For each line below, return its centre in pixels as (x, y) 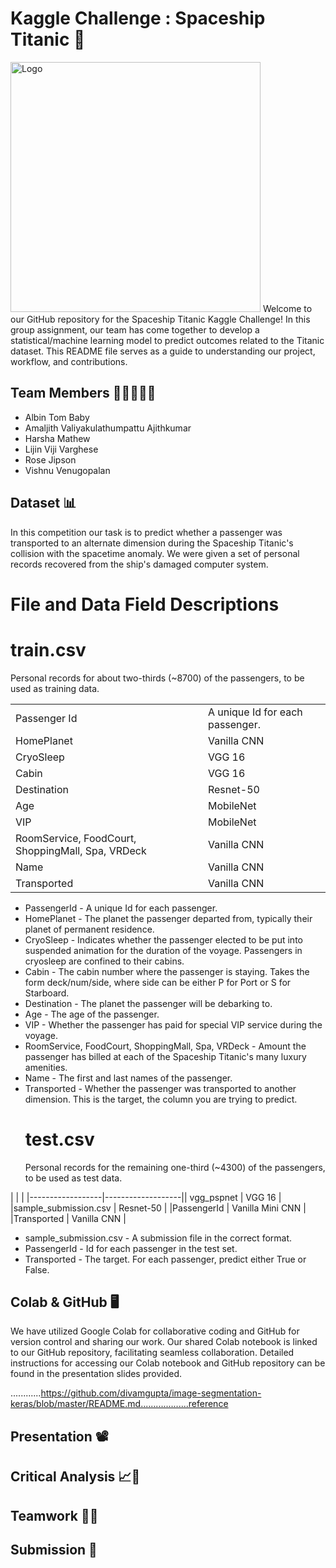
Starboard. (47, 993)
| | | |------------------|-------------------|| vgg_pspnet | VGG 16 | (146, 1197)
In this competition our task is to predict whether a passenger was (146, 532)
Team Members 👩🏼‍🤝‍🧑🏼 (83, 393)
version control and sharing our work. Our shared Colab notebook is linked (164, 1342)
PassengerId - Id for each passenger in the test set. (131, 1248)
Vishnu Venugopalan (67, 470)
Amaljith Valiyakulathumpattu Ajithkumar (108, 428)
